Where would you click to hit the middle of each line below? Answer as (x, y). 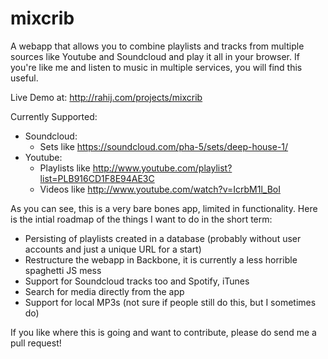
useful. (24, 78)
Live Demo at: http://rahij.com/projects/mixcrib (106, 97)
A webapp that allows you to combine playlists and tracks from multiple (157, 46)
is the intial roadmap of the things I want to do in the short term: (141, 219)
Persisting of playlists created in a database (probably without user (163, 238)
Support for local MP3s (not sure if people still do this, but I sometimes (170, 302)
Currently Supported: (54, 116)
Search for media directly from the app (104, 291)
